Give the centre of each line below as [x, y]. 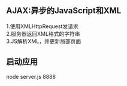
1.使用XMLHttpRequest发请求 [43, 26]
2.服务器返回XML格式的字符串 [43, 33]
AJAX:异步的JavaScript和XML [64, 11]
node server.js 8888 [31, 76]
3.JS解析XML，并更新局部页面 [44, 41]
